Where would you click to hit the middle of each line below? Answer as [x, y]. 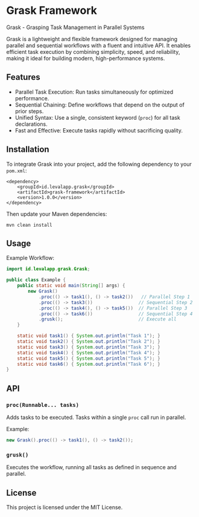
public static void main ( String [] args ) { [71, 286]
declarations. [31, 124]
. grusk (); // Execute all [107, 319]
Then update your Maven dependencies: [57, 214]
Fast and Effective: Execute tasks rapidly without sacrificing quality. [99, 130]
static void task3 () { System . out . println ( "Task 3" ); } [89, 347]
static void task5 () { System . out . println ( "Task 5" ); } [89, 358]
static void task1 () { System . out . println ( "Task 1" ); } [89, 336]
